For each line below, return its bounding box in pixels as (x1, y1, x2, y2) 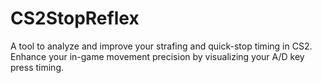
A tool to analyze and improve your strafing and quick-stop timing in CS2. (10, 40, 313, 52)
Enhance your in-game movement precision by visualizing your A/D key (10, 50, 305, 62)
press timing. (10, 61, 65, 73)
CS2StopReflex (10, 7, 140, 30)
